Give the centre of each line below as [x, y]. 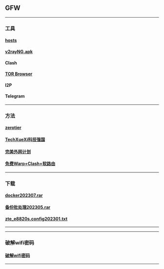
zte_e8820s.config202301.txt [36, 219]
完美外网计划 [18, 151]
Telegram [15, 96]
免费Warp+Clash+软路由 [30, 164]
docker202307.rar [24, 195]
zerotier [13, 128]
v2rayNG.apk [19, 51]
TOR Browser [19, 74]
